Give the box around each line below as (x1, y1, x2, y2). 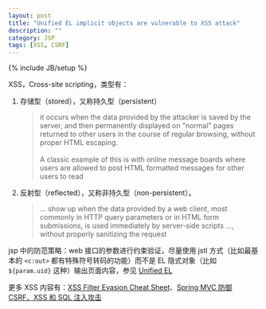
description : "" (8, 26, 62, 34)
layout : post (8, 11, 52, 20)
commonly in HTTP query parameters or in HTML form (39, 213, 220, 222)
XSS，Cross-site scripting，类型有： (8, 80, 129, 89)
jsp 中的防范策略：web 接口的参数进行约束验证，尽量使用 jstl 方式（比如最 (8, 246, 252, 256)
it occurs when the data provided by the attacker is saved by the (39, 112, 251, 122)
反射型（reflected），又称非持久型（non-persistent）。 (19, 188, 196, 198)
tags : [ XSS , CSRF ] (8, 41, 69, 49)
